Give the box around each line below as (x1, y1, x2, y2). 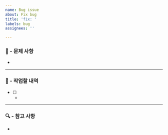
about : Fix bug (5, 12, 37, 17)
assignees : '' (5, 26, 35, 31)
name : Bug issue (5, 7, 39, 12)
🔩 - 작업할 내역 (5, 77, 38, 84)
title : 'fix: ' (5, 16, 37, 21)
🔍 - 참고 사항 (5, 112, 35, 119)
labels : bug (5, 21, 30, 26)
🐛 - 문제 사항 (5, 48, 34, 55)
